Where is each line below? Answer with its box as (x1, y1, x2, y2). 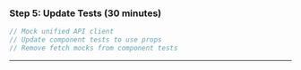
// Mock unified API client (9, 27, 115, 36)
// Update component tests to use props (9, 35, 163, 44)
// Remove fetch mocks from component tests (9, 43, 178, 53)
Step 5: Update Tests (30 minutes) (9, 7, 162, 19)
